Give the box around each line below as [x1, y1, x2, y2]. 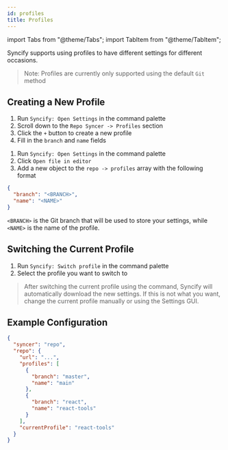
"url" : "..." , [19, 354, 60, 361]
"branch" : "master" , [31, 373, 90, 380]
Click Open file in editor [16, 157, 92, 165]
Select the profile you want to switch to [16, 269, 128, 277]
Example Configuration [7, 317, 108, 329]
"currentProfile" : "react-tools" [19, 424, 115, 431]
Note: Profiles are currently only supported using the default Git [23, 69, 205, 78]
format [16, 171, 36, 180]
